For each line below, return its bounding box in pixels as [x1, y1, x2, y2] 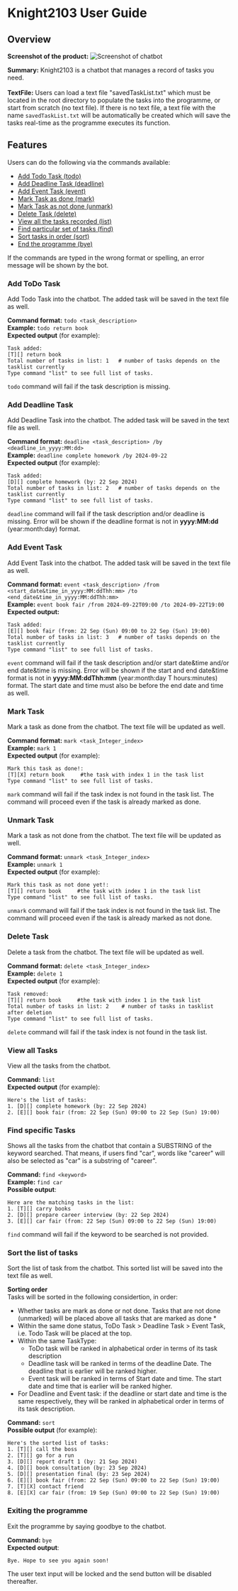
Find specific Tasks [7, 1125, 76, 1135]
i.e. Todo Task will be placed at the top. [17, 1329, 132, 1338]
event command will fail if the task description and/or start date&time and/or [7, 658, 229, 667]
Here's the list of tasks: [7, 1096, 87, 1103]
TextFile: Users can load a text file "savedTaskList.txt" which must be [7, 89, 211, 97]
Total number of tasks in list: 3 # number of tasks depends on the [7, 633, 220, 640]
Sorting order [7, 1285, 48, 1294]
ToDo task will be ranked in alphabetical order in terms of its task [28, 1344, 218, 1353]
